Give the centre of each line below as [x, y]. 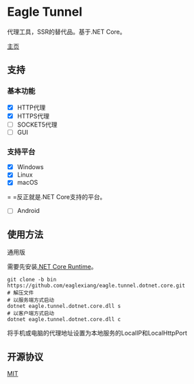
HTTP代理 [31, 107]
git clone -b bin [32, 280]
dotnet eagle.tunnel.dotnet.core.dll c [64, 320]
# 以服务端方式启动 [31, 300]
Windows [30, 167]
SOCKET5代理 [37, 125]
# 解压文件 [21, 293]
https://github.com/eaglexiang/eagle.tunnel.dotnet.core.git [96, 286]
